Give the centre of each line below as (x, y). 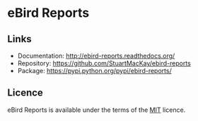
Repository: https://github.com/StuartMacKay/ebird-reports (104, 63)
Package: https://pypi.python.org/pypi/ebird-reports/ (94, 71)
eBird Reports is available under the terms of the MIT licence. (97, 110)
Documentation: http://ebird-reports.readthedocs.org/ (96, 56)
